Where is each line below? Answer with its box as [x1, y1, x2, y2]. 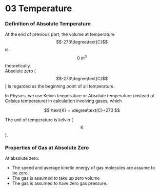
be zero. [12, 170, 29, 176]
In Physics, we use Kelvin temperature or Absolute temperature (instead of [5, 93, 155, 99]
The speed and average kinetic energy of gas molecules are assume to [12, 165, 155, 171]
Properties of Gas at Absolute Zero [5, 145, 89, 151]
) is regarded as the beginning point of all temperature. [5, 84, 115, 89]
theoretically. [5, 63, 31, 69]
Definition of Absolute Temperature [5, 21, 91, 27]
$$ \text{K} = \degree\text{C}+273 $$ [43, 107, 120, 113]
